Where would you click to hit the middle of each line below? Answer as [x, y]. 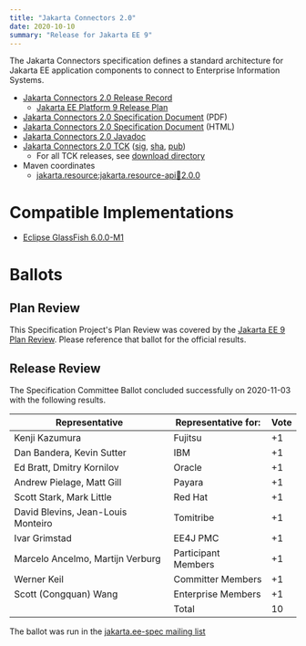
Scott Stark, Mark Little [63, 497]
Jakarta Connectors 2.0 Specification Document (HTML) [128, 127]
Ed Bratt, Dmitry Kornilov [66, 468]
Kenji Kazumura [48, 438]
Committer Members [218, 579]
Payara [189, 483]
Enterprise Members [217, 594]
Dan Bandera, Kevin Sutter [71, 453]
